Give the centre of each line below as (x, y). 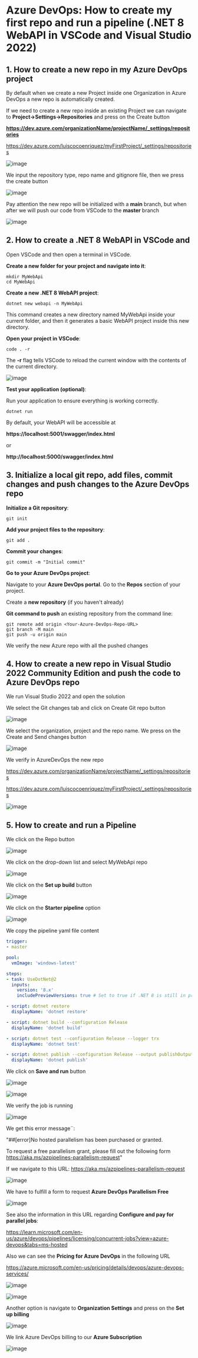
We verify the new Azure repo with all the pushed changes (77, 645)
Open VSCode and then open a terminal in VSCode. (69, 255)
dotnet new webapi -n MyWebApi (44, 303)
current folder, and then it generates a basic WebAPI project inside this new (98, 320)
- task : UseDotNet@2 (32, 979)
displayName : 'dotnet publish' (50, 1060)
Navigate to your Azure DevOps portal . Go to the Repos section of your (93, 584)
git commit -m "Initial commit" (46, 562)
